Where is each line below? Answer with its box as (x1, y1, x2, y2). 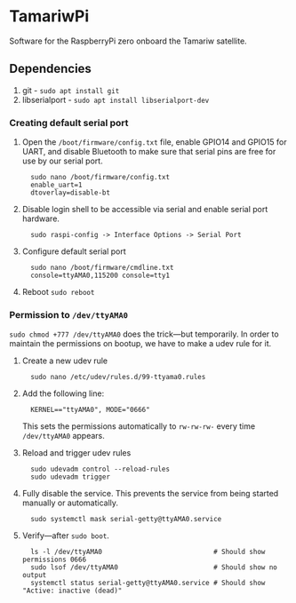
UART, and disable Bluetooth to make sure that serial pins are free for (21, 147, 276, 157)
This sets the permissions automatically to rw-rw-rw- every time (21, 421, 256, 432)
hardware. (21, 213, 60, 224)
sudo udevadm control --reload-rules (30, 464, 171, 474)
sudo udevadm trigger (30, 472, 111, 481)
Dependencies (9, 61, 92, 76)
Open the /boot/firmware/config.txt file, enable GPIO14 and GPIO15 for (21, 137, 287, 147)
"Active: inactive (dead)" (21, 586, 123, 596)
